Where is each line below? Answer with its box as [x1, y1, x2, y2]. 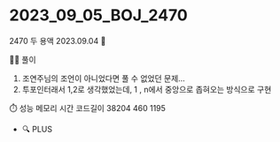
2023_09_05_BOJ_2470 [9, 5, 188, 26]
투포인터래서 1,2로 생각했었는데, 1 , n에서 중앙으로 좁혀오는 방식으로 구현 [21, 84, 272, 94]
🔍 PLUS [21, 123, 53, 134]
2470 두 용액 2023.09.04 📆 [9, 35, 106, 46]
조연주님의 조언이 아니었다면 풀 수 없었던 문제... [21, 72, 186, 84]
